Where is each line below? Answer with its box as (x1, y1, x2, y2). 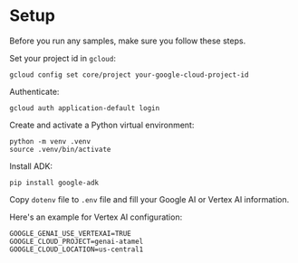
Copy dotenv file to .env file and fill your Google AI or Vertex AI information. (9, 193, 290, 204)
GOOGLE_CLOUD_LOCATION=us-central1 (9, 245, 144, 254)
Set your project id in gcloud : (9, 52, 116, 63)
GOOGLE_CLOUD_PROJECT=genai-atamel (9, 237, 144, 246)
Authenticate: (9, 86, 60, 97)
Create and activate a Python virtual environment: (9, 119, 195, 130)
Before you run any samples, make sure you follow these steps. (9, 35, 246, 46)
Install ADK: (9, 160, 53, 172)
